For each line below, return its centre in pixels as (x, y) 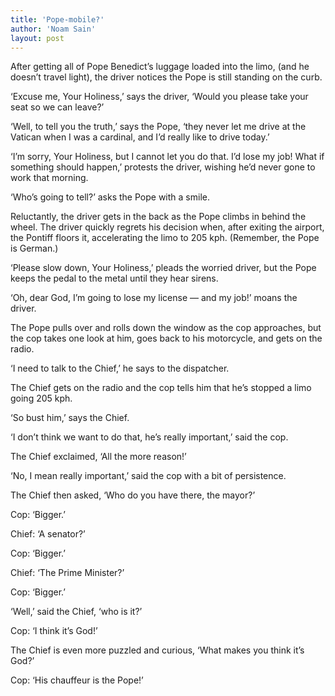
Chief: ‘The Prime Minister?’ (67, 573)
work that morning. (49, 178)
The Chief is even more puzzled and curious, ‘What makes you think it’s (157, 650)
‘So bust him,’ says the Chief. (70, 418)
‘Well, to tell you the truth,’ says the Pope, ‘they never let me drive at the (158, 127)
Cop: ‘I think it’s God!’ (54, 631)
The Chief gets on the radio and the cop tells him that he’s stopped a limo (161, 388)
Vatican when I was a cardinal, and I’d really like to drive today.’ (140, 137)
